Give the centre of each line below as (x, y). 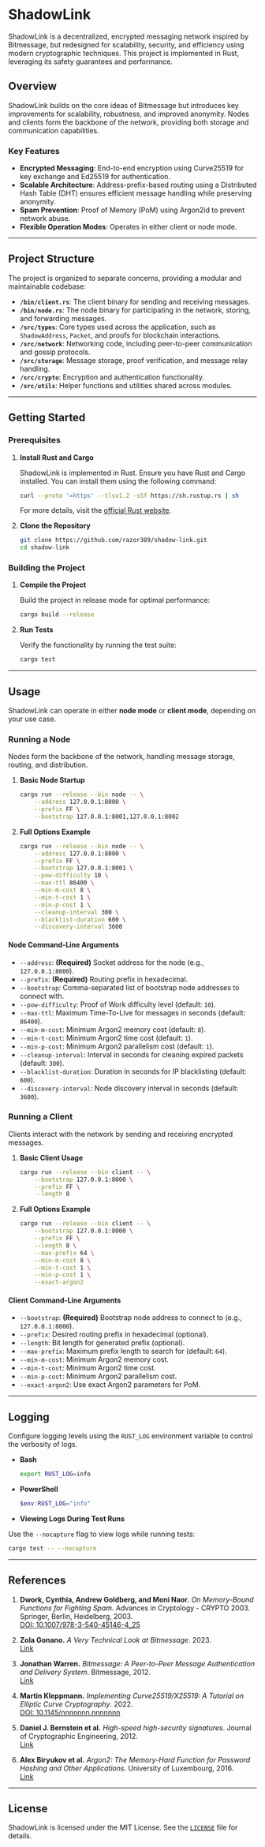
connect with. (42, 996)
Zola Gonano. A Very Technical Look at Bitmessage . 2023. (115, 1639)
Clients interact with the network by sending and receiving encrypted (121, 1134)
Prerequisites (34, 440)
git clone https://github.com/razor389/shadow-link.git (113, 540)
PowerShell (39, 1490)
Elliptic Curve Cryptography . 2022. (76, 1704)
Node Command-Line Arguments (64, 944)
